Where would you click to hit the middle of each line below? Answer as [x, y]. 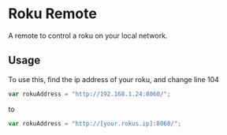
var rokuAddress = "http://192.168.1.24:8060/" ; [89, 94]
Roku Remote [52, 14]
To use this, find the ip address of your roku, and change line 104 [113, 79]
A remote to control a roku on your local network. [88, 36]
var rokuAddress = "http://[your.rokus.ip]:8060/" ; [95, 123]
